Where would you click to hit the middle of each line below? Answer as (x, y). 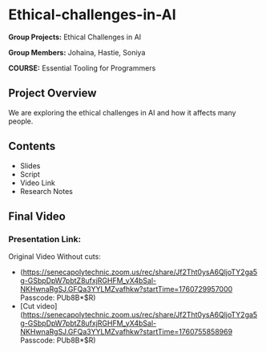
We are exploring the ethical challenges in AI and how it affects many (122, 112)
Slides (30, 165)
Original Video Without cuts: (55, 257)
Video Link (38, 183)
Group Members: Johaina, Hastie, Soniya (77, 52)
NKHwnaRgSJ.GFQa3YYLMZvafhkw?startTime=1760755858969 (126, 332)
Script (30, 174)
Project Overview (52, 93)
